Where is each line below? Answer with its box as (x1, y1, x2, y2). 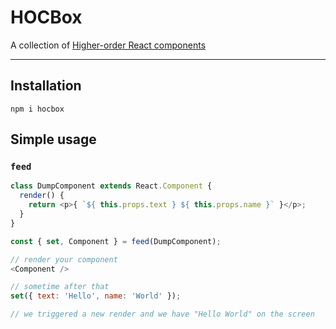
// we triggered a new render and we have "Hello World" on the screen (10, 309, 315, 320)
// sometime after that (10, 282, 110, 292)
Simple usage (10, 131, 97, 148)
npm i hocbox (10, 104, 65, 114)
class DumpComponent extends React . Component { (10, 181, 213, 191)
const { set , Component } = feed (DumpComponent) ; (10, 236, 222, 246)
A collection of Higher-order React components (10, 39, 207, 51)
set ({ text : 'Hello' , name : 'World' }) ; (10, 291, 182, 301)
